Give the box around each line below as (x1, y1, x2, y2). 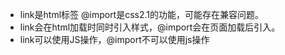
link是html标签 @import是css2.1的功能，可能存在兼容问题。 (19, 9, 265, 20)
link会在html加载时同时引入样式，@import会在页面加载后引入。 (19, 21, 281, 33)
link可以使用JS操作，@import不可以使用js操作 (19, 34, 210, 45)
